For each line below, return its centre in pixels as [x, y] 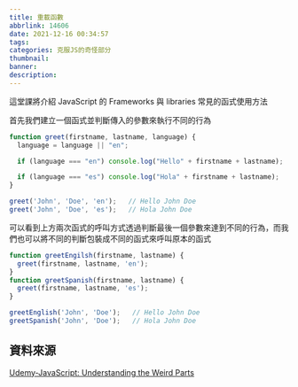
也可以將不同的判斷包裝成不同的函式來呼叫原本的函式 [114, 238]
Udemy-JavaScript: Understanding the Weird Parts [102, 372]
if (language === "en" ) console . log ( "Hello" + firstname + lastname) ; [150, 161]
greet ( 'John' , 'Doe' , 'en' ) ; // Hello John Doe [103, 201]
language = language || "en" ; [73, 145]
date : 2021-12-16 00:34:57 [59, 34]
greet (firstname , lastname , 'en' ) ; [83, 263]
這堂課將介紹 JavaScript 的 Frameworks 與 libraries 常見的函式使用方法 [139, 101]
